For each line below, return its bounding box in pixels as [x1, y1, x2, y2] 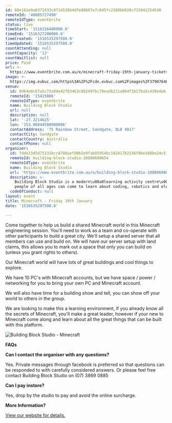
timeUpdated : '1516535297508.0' [5, 41, 74, 46]
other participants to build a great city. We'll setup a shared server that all [5, 233, 160, 239]
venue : [5, 84, 19, 89]
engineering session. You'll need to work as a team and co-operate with [5, 227, 157, 234]
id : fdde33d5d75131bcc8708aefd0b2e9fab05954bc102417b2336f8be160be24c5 [10, 151, 166, 156]
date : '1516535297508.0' [5, 203, 58, 208]
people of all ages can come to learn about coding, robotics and [14, 184, 159, 189]
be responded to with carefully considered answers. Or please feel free [5, 367, 156, 373]
